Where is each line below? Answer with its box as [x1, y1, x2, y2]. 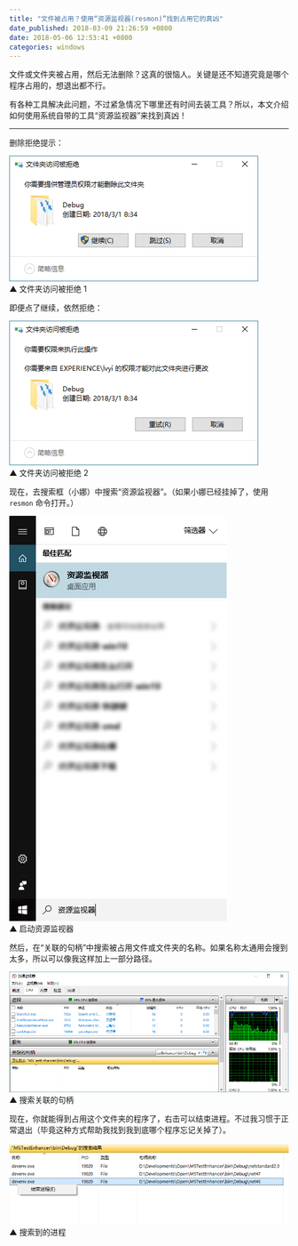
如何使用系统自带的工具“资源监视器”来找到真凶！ [9, 110, 188, 121]
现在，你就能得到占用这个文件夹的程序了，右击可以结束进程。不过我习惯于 [9, 1113, 281, 1124]
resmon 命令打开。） [9, 498, 78, 509]
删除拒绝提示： [9, 138, 64, 149]
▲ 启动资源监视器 [9, 923, 74, 934]
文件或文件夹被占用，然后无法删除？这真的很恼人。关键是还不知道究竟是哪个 [9, 69, 289, 80]
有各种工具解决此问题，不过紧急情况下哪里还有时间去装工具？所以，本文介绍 [9, 99, 289, 110]
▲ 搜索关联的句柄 [9, 1095, 74, 1105]
